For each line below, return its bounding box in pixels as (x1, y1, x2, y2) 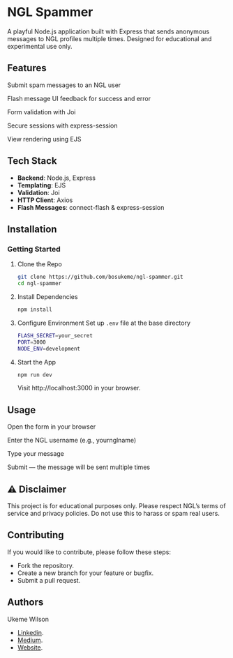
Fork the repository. (17, 561, 75, 569)
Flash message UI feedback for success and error (7, 94, 151, 102)
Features (7, 62, 47, 74)
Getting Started (7, 244, 61, 254)
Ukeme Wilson (7, 615, 49, 623)
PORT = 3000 (17, 339, 47, 346)
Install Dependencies (17, 293, 78, 300)
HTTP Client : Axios (17, 196, 73, 204)
